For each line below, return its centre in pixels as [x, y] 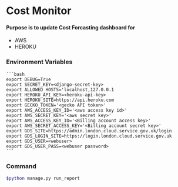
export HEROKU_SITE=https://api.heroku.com [60, 100]
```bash [16, 74]
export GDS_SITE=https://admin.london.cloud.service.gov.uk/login [89, 131]
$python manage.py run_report [43, 178]
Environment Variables [39, 62]
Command [21, 166]
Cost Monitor [39, 11]
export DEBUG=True [28, 79]
